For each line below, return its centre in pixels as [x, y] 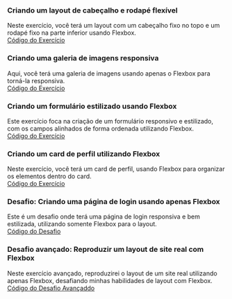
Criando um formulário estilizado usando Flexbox [92, 106]
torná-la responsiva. [36, 80]
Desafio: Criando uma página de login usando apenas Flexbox [114, 202]
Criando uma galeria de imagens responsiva [83, 58]
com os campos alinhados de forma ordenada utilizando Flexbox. [101, 128]
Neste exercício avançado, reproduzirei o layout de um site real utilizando [112, 273]
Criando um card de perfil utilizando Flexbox [84, 153]
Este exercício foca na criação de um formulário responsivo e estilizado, [110, 121]
